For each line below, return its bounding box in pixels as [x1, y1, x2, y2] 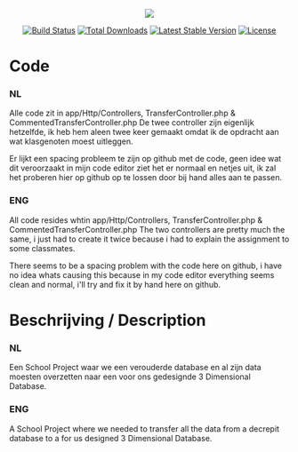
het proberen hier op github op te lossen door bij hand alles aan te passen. [9, 172, 283, 183]
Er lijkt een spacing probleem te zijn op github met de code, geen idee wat [9, 154, 282, 164]
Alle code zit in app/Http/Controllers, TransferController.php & [9, 107, 236, 119]
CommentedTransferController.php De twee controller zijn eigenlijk [9, 117, 255, 128]
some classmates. [9, 242, 76, 253]
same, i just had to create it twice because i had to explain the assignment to [9, 234, 290, 244]
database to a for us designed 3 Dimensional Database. [9, 432, 213, 443]
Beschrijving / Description [9, 310, 206, 330]
